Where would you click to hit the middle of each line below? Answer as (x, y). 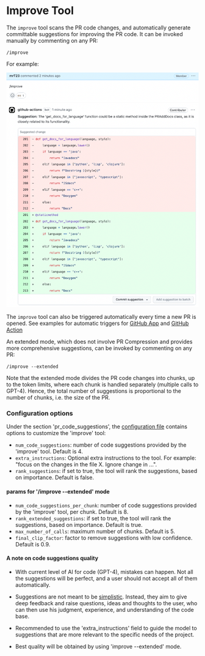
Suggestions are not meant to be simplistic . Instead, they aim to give (101, 597)
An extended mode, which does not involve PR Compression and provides (99, 342)
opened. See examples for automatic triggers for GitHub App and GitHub (98, 323)
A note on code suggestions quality (52, 558)
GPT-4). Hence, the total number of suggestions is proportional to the (94, 391)
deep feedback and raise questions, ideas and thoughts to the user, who (106, 603)
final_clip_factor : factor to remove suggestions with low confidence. (104, 538)
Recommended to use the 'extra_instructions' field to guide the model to (106, 628)
